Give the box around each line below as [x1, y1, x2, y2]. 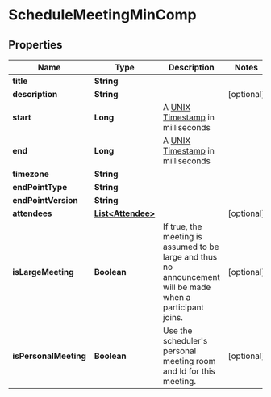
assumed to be [162, 241, 219, 252]
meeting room [162, 356, 216, 366]
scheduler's [162, 336, 208, 346]
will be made [162, 281, 211, 293]
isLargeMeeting [12, 267, 74, 277]
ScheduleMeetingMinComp [8, 6, 197, 24]
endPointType [12, 182, 68, 192]
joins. [162, 312, 184, 323]
